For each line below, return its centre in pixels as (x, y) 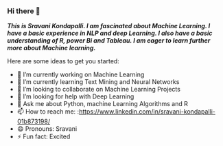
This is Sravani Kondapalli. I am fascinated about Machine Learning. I (109, 26)
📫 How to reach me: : (48, 112)
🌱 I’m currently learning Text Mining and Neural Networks (98, 82)
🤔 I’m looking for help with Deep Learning (75, 96)
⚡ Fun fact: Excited (44, 136)
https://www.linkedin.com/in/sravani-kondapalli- (147, 112)
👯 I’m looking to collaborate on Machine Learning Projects (98, 90)
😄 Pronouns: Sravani (47, 129)
